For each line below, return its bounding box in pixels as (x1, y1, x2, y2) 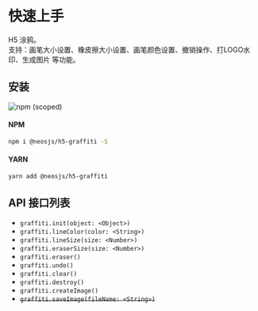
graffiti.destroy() (19, 278, 85, 286)
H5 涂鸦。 (8, 35, 41, 44)
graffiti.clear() (19, 270, 78, 278)
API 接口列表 (8, 196, 71, 210)
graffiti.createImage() (19, 286, 99, 294)
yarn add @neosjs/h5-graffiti (8, 172, 109, 181)
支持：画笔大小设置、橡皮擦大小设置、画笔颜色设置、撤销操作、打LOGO (8, 44, 244, 54)
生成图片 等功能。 (21, 55, 80, 64)
